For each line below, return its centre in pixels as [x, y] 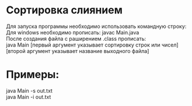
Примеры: [33, 75]
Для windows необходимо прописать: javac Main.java [73, 32]
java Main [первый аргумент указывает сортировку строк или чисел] [92, 45]
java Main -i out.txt [29, 97]
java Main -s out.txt [29, 90]
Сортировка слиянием [64, 10]
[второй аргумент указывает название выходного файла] [78, 51]
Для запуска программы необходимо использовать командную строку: [96, 26]
